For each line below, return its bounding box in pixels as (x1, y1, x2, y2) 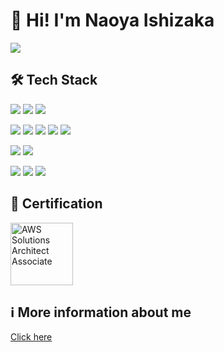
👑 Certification (10, 195, 103, 213)
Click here (10, 331, 53, 343)
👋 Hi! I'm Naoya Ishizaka (10, 9, 215, 32)
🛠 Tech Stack (10, 72, 98, 89)
